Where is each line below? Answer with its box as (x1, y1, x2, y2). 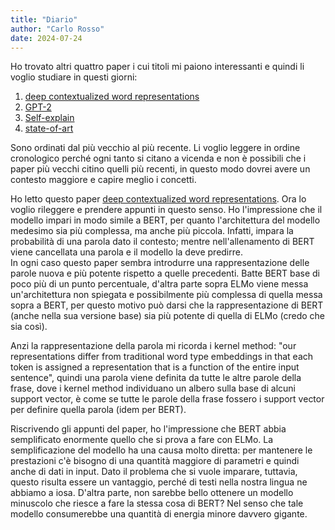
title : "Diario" (10, 14, 78, 25)
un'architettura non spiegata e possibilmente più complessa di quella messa (10, 289, 323, 301)
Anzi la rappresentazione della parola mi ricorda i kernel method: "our (10, 340, 297, 352)
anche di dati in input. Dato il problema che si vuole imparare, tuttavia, (10, 466, 298, 478)
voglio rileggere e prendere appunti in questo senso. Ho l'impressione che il (10, 204, 323, 216)
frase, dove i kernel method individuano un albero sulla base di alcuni (10, 382, 296, 395)
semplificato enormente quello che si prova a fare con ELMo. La (10, 434, 274, 446)
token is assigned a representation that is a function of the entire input (10, 361, 300, 373)
